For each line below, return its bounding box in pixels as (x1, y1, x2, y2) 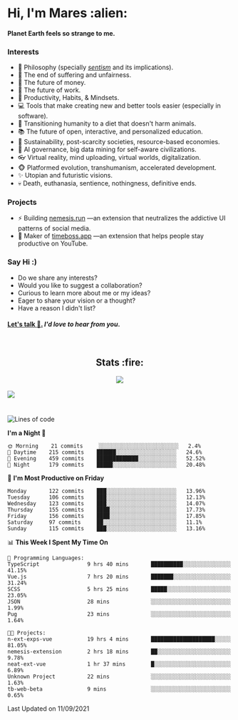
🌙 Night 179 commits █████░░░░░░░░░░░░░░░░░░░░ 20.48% (7, 461, 205, 468)
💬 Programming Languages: (7, 554, 84, 562)
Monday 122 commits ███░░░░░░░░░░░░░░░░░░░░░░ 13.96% (7, 487, 205, 495)
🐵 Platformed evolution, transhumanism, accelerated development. (17, 163, 217, 172)
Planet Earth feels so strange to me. (7, 29, 115, 37)
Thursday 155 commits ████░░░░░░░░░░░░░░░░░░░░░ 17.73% (7, 506, 205, 513)
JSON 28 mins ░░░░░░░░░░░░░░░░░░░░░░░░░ (7, 598, 232, 605)
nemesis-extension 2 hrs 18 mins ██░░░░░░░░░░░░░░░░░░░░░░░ (7, 648, 232, 655)
